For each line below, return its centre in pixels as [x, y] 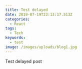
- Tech [16, 33]
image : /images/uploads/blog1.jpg [41, 47]
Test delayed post [23, 61]
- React [18, 24]
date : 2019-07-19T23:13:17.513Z [39, 14]
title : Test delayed [27, 10]
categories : [17, 19]
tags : [11, 28]
